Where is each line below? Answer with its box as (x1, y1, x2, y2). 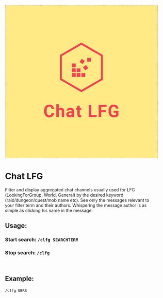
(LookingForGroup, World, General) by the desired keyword (5, 192, 124, 198)
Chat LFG (5, 171, 43, 182)
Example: (5, 274, 34, 282)
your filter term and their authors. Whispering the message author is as (5, 202, 147, 208)
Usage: (5, 222, 28, 230)
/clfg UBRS (5, 288, 27, 293)
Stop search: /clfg (5, 249, 50, 256)
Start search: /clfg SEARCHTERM (5, 236, 79, 243)
